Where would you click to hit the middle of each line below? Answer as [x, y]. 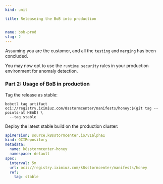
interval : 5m [23, 163]
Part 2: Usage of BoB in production [48, 84]
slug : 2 [13, 37]
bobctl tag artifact [27, 104]
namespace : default [30, 154]
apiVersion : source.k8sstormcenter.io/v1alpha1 [55, 135]
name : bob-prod [21, 32]
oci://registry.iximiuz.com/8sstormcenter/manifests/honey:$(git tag [79, 108]
